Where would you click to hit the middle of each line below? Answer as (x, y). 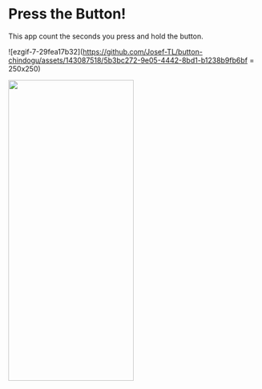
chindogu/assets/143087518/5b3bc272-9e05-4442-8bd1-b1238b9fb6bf (128, 60)
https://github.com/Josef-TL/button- (143, 51)
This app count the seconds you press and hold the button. (106, 36)
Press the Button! (67, 14)
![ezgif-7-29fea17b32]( (46, 51)
